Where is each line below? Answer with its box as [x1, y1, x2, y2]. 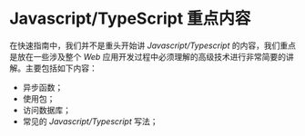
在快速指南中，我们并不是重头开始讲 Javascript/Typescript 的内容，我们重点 [9, 40, 296, 51]
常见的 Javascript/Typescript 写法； [22, 115, 158, 127]
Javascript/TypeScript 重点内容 [9, 8, 251, 29]
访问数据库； [22, 104, 71, 115]
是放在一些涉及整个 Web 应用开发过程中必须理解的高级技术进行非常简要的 [9, 51, 287, 62]
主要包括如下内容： [25, 63, 97, 73]
